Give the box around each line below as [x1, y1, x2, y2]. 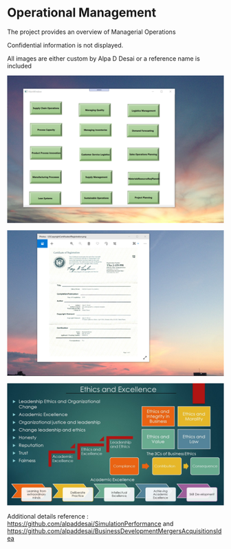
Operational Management [7, 5, 157, 21]
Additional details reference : [7, 512, 89, 521]
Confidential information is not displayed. [7, 41, 124, 49]
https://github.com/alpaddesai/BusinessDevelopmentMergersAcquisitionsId [7, 527, 222, 535]
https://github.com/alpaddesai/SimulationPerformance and [7, 519, 174, 528]
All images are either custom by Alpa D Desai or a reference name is [7, 54, 201, 63]
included [7, 61, 32, 70]
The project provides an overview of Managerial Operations [7, 28, 177, 36]
